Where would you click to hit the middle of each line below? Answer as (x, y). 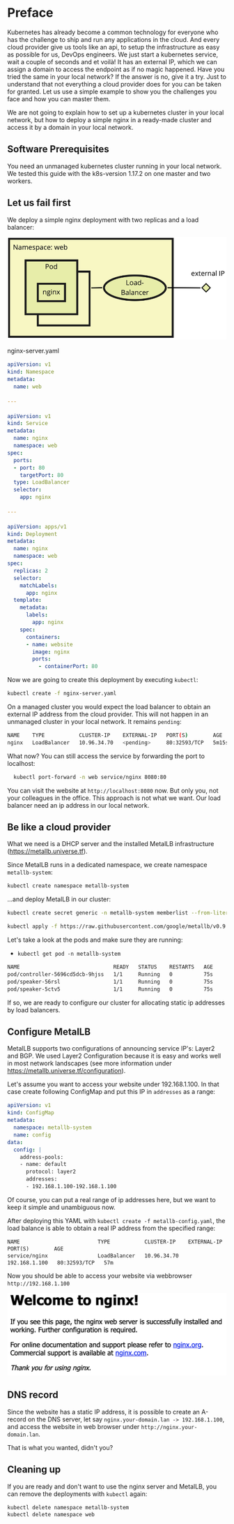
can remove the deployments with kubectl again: (77, 1494)
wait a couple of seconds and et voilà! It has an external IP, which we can (112, 61)
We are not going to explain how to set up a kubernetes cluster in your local (116, 112)
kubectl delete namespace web (51, 1515)
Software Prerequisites (58, 149)
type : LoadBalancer (42, 482)
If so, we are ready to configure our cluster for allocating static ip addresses (116, 1003)
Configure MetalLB (49, 1031)
